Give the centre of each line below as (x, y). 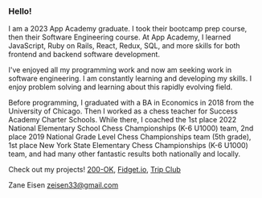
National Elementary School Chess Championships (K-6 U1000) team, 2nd (131, 128)
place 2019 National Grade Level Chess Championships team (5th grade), (130, 137)
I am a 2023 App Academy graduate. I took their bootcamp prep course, (128, 29)
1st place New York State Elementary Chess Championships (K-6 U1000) (129, 146)
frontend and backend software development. (84, 55)
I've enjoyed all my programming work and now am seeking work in (120, 70)
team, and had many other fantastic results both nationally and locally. (125, 154)
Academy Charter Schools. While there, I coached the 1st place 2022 (123, 120)
